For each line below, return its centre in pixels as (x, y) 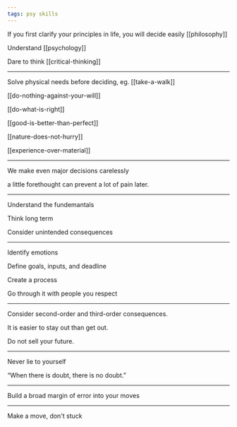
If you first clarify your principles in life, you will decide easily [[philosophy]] (117, 34)
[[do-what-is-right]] (36, 109)
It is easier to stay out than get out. (58, 327)
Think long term (30, 218)
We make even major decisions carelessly (68, 170)
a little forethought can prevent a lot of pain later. (78, 184)
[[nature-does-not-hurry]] (45, 136)
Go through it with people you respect (62, 293)
